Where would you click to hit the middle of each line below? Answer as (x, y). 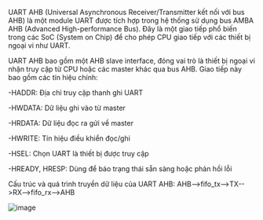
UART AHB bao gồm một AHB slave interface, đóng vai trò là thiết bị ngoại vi (131, 60)
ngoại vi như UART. (39, 46)
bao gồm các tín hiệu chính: (53, 77)
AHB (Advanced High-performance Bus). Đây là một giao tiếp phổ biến (123, 29)
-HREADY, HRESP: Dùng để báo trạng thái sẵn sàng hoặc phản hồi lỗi (120, 169)
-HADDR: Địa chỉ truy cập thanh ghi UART (76, 93)
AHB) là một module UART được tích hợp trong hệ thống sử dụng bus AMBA (131, 20)
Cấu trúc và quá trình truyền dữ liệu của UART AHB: (92, 184)
